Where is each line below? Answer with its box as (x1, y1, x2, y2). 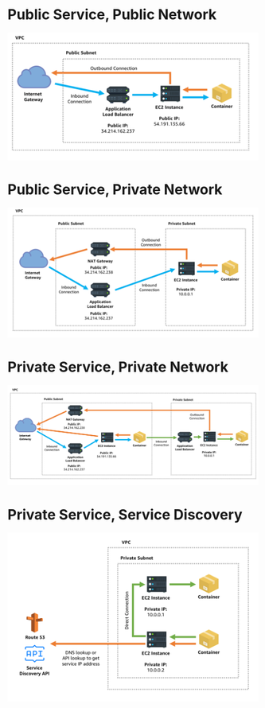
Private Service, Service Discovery (7, 506, 244, 524)
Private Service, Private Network (7, 358, 228, 375)
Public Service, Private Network (7, 181, 223, 199)
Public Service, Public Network (7, 6, 217, 24)
